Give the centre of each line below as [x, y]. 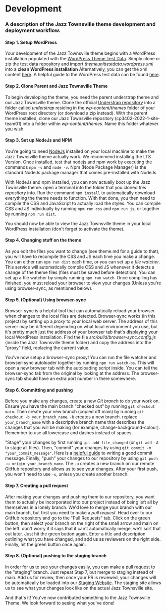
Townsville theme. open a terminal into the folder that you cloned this [76, 187]
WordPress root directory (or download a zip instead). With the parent [76, 113]
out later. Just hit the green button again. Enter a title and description [75, 534]
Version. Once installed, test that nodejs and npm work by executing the [79, 162]
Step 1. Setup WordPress [31, 42]
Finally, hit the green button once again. [46, 544]
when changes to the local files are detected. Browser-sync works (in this [80, 316]
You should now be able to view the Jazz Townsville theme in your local [79, 223]
